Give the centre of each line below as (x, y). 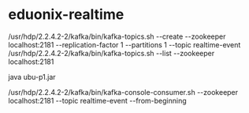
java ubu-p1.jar (32, 77)
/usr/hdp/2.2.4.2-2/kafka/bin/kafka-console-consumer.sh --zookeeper (123, 92)
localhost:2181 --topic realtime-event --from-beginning (97, 100)
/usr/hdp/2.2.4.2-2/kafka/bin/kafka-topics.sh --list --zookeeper (111, 53)
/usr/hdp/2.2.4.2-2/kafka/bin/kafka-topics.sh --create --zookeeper (117, 36)
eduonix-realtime (66, 15)
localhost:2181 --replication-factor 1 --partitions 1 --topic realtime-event (124, 44)
